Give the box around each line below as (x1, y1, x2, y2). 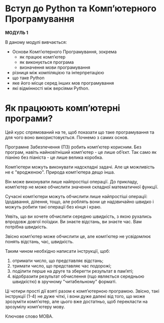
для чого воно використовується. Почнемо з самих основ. (5, 134, 129, 140)
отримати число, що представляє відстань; (12, 258, 104, 264)
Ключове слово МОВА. (5, 313, 54, 319)
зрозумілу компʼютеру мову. (5, 303, 65, 310)
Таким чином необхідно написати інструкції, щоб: (5, 248, 110, 254)
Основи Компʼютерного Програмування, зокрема (12, 49, 117, 55)
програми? (5, 113, 53, 124)
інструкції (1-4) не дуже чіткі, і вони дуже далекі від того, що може (5, 293, 145, 299)
